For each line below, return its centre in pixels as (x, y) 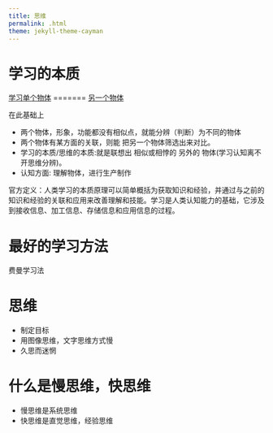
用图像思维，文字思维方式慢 (67, 340)
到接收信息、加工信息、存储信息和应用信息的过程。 (94, 210)
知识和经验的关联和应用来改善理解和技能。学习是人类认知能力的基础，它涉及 (136, 201)
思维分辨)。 (47, 162)
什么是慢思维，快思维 (80, 386)
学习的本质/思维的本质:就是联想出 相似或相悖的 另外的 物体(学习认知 (134, 153)
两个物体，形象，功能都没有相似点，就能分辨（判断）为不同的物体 (130, 132)
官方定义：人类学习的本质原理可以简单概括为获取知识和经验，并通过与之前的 (136, 190)
